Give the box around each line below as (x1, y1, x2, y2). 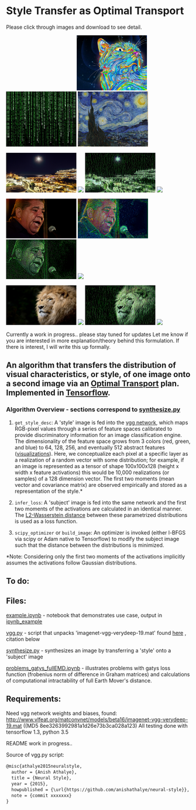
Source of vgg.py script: (6, 751, 64, 758)
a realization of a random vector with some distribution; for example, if (14, 456, 184, 463)
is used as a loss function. (14, 517, 78, 525)
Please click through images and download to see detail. (6, 23, 142, 31)
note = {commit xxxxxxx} (11, 792, 72, 798)
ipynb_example (6, 618, 43, 625)
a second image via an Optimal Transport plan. (6, 379, 180, 389)
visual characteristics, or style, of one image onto (6, 369, 191, 379)
